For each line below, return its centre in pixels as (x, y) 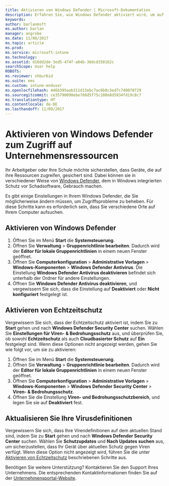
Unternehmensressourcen (62, 156)
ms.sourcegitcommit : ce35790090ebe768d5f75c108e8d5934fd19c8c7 (73, 95)
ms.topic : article (25, 43)
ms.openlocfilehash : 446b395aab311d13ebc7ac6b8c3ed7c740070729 (73, 90)
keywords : (16, 19)
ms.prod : (14, 48)
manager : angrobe (24, 34)
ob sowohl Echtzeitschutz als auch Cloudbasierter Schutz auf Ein (75, 339)
